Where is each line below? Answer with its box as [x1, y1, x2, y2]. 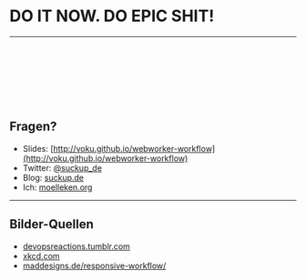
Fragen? [9, 119, 57, 135]
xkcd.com [22, 250, 61, 261]
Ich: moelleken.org [22, 182, 93, 193]
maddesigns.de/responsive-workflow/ [22, 260, 167, 271]
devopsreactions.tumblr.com [22, 241, 130, 252]
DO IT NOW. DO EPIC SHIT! [9, 5, 215, 26]
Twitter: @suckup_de [22, 162, 103, 173]
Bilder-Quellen [9, 216, 94, 232]
